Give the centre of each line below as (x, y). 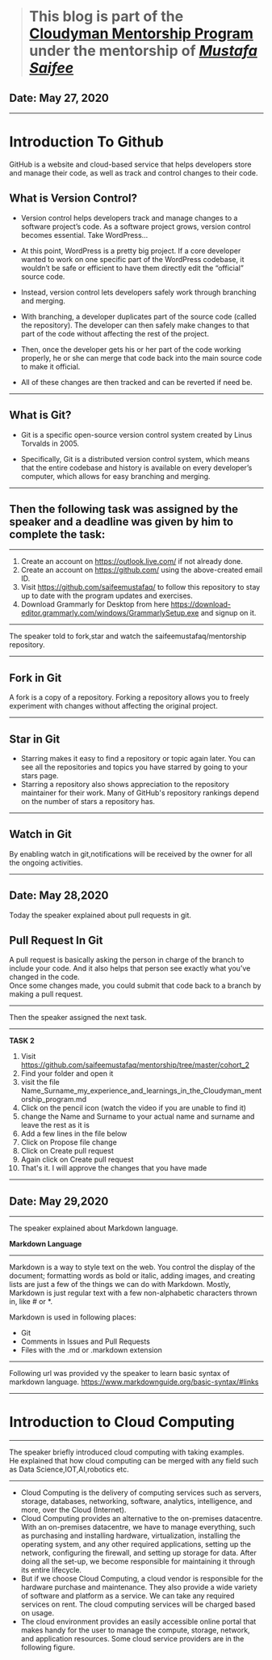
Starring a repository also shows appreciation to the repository (125, 784)
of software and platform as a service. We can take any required (128, 1596)
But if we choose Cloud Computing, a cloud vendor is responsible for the (142, 1579)
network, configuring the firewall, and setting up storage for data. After (138, 1553)
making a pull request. (46, 994)
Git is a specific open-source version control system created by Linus (136, 434)
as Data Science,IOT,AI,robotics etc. (69, 1469)
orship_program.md (54, 1099)
